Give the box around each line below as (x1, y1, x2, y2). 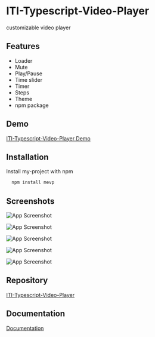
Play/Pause (14, 70, 43, 77)
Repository (6, 275, 48, 286)
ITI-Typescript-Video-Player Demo (6, 134, 91, 142)
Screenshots (6, 196, 55, 206)
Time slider (14, 76, 43, 83)
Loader (14, 57, 33, 64)
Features (6, 41, 40, 51)
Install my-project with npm (6, 168, 73, 175)
